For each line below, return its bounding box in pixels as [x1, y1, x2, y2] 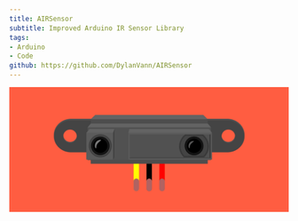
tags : [9, 33, 29, 42]
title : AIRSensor [9, 14, 74, 23]
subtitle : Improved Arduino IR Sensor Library [9, 23, 184, 33]
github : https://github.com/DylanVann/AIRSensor [9, 61, 192, 70]
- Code [9, 51, 34, 61]
